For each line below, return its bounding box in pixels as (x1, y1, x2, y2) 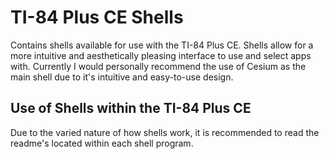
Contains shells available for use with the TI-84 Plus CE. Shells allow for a (10, 39, 314, 51)
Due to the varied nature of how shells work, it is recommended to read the (10, 126, 320, 138)
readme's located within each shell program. (10, 137, 194, 149)
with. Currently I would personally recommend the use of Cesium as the (10, 60, 307, 72)
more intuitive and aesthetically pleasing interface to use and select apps (10, 49, 312, 61)
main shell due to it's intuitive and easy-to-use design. (10, 71, 234, 83)
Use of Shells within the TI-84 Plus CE (10, 100, 252, 117)
